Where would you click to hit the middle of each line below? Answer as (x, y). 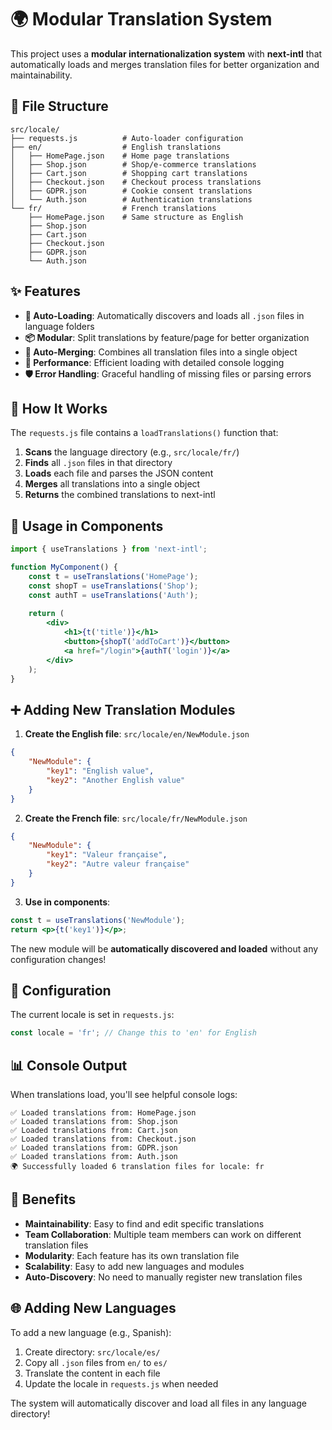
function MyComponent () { (64, 567)
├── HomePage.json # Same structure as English (136, 217)
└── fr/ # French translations (113, 208)
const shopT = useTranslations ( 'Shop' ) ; (113, 586)
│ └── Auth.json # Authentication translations (131, 199)
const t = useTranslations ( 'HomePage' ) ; (113, 576)
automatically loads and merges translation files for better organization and (165, 64)
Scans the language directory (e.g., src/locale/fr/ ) (132, 452)
